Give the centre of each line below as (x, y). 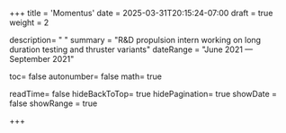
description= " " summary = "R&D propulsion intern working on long (135, 40)
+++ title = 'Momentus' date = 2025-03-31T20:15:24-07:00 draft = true (141, 13)
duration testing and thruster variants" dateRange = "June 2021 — (131, 49)
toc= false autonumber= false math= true (85, 76)
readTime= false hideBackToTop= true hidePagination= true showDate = (143, 94)
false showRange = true (54, 103)
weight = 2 (29, 22)
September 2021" (42, 59)
